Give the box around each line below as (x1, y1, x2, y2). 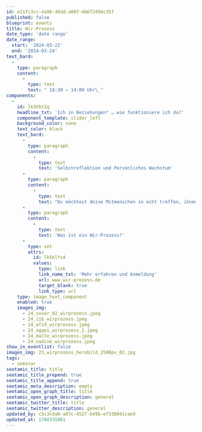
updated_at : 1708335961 (6, 416, 66, 422)
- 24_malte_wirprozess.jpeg (22, 333, 93, 339)
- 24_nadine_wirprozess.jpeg (22, 338, 96, 344)
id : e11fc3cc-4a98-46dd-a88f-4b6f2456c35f (6, 8, 114, 15)
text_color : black (17, 126, 63, 132)
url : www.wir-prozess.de (38, 277, 101, 283)
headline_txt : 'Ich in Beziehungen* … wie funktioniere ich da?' (17, 109, 185, 115)
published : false (6, 14, 50, 20)
